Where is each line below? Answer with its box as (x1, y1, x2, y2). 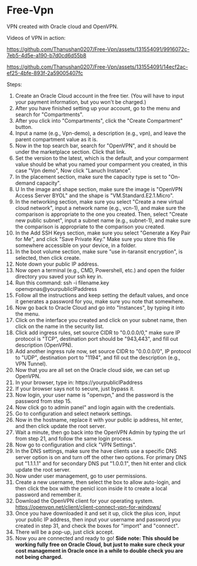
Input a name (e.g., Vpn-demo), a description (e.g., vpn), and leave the (15, 130, 186, 137)
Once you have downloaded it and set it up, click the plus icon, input (15, 510, 181, 517)
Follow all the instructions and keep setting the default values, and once (15, 292, 189, 299)
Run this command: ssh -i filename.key (15, 279, 110, 286)
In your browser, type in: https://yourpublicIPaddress (15, 379, 143, 386)
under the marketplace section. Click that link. (15, 148, 127, 155)
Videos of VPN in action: (6, 34, 66, 41)
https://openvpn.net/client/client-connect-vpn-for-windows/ (15, 503, 162, 510)
